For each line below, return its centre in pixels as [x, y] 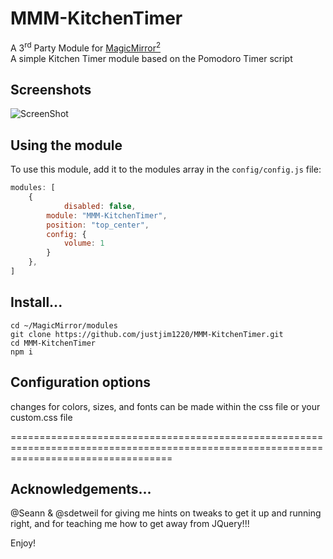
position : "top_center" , [98, 225]
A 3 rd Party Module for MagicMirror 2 [86, 47]
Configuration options [81, 382]
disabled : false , [100, 206]
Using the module [66, 145]
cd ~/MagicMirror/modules [64, 325]
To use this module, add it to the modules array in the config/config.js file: [166, 169]
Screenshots [51, 89]
